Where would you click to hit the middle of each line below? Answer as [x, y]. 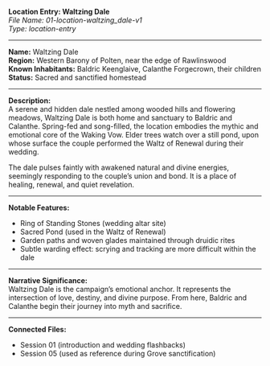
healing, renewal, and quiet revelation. [72, 185]
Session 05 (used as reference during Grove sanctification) [118, 354]
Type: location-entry [42, 29]
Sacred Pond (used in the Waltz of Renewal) [93, 232]
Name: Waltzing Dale [43, 52]
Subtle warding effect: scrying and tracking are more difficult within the [138, 249]
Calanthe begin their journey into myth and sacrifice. [95, 306]
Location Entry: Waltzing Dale [59, 12]
